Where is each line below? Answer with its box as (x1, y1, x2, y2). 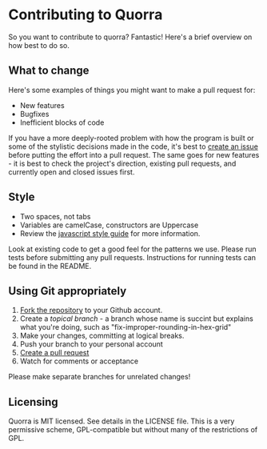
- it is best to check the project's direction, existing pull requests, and (8, 158, 237, 168)
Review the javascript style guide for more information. (19, 228, 201, 238)
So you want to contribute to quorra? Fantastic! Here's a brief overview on (8, 32, 253, 42)
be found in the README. (8, 261, 92, 271)
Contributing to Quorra (8, 6, 163, 24)
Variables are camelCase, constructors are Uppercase (19, 220, 199, 230)
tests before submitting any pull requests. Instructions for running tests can (8, 252, 256, 262)
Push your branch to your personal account (19, 339, 164, 349)
